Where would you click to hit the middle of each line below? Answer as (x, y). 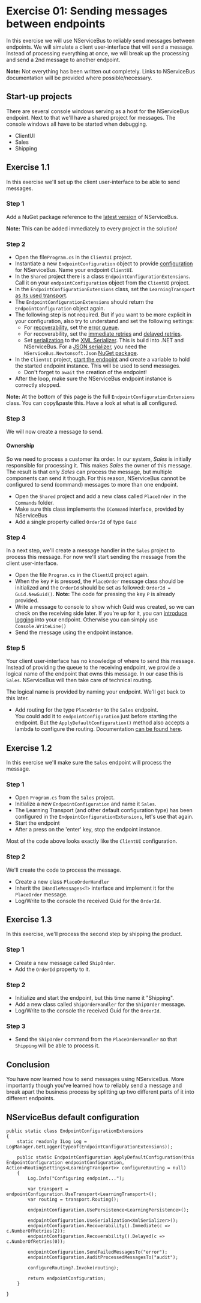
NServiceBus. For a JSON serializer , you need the (85, 347)
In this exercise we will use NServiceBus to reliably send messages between (100, 40)
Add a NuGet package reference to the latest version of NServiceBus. (92, 217)
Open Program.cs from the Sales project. (65, 798)
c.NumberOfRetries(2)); (36, 1231)
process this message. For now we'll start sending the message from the (96, 556)
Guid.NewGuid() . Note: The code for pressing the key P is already (95, 594)
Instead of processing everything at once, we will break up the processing (98, 53)
